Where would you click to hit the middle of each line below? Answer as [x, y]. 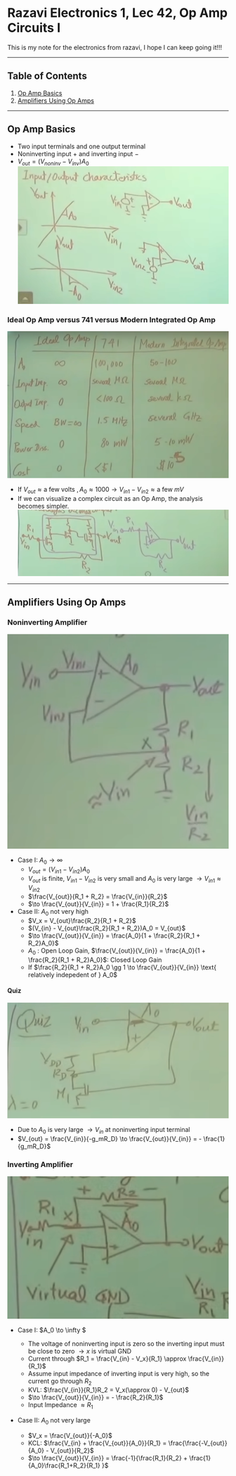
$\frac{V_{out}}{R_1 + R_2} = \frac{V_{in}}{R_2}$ [98, 897]
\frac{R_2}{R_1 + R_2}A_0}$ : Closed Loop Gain [95, 960]
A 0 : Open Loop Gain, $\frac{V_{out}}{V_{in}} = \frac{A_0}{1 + [117, 951]
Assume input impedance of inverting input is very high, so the [118, 1373]
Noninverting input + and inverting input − [78, 153]
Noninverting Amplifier [47, 623]
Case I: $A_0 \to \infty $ [52, 1330]
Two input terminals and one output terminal [81, 146]
